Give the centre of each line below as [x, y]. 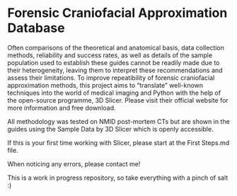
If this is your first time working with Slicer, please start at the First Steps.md [118, 142]
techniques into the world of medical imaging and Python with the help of [114, 93]
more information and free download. [62, 108]
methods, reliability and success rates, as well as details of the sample [110, 55]
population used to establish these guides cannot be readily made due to [114, 62]
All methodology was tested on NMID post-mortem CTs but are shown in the [118, 121]
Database [36, 28]
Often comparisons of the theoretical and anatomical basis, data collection [116, 47]
